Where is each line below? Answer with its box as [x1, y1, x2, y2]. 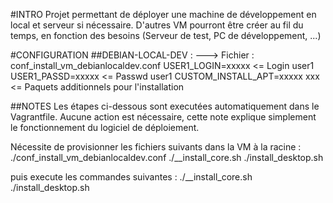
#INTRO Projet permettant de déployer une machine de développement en [10, 9, 317, 20]
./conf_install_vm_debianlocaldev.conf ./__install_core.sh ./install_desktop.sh [10, 152, 324, 163]
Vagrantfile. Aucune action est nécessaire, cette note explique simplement [10, 111, 317, 123]
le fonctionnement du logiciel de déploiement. [10, 122, 200, 133]
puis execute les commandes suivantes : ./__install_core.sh [10, 171, 253, 183]
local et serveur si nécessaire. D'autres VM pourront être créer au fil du [10, 19, 304, 31]
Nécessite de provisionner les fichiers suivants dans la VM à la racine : [10, 141, 302, 153]
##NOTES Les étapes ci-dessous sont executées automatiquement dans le [10, 100, 320, 112]
